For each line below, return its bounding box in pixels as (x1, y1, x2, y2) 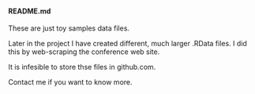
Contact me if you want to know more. (8, 78, 133, 87)
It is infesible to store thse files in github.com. (8, 63, 156, 72)
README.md (8, 6, 51, 16)
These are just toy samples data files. (8, 23, 130, 33)
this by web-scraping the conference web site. (8, 47, 160, 56)
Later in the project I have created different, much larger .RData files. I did (8, 39, 247, 49)
